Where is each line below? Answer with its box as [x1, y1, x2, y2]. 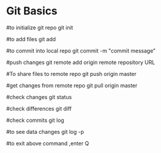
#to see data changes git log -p [6, 128, 84, 135]
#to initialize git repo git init [6, 24, 73, 31]
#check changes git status [6, 93, 72, 100]
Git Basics [6, 4, 58, 18]
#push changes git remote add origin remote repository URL [6, 59, 155, 66]
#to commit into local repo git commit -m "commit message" [6, 47, 156, 54]
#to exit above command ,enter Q [6, 139, 89, 147]
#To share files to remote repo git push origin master [6, 70, 137, 77]
